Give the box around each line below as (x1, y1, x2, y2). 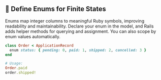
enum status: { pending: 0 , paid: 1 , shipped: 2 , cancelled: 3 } (9, 48, 147, 53)
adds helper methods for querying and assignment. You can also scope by (5, 28, 157, 34)
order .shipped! (5, 70, 36, 75)
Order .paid (5, 66, 28, 71)
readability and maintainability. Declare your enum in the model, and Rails (5, 23, 154, 29)
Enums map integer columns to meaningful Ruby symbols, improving (5, 18, 144, 24)
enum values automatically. (5, 33, 61, 39)
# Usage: (5, 61, 23, 66)
